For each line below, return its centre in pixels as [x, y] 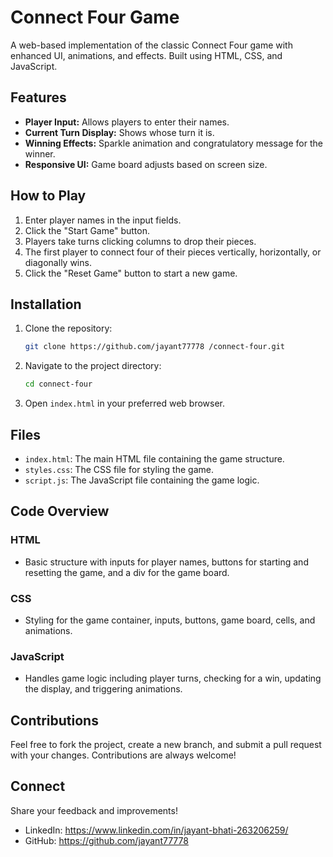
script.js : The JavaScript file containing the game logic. [142, 480]
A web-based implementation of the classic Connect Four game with [151, 45]
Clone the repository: [68, 328]
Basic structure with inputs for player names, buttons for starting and [166, 562]
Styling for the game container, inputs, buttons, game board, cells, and [170, 620]
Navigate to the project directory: [93, 366]
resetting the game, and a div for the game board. [127, 572]
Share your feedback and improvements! [94, 810]
